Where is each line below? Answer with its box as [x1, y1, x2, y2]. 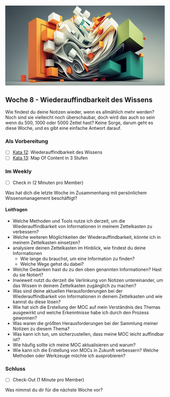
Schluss [5, 365, 26, 372]
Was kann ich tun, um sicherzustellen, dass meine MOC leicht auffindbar [12, 331, 164, 337]
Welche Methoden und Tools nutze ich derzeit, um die [12, 218, 125, 224]
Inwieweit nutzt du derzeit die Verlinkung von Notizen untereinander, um [12, 277, 163, 283]
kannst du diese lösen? [12, 299, 61, 305]
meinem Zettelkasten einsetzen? [12, 239, 80, 246]
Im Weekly [5, 168, 32, 175]
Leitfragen [5, 206, 28, 213]
